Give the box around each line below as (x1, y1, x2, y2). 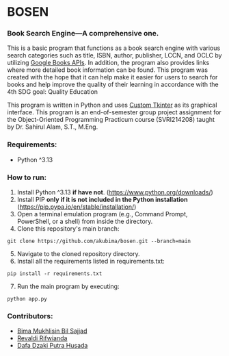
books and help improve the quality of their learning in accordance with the (7, 80, 219, 89)
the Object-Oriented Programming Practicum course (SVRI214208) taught (7, 116, 215, 124)
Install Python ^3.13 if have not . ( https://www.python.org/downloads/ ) (16, 188, 213, 196)
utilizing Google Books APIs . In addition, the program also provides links (7, 59, 210, 67)
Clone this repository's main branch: (16, 225, 120, 233)
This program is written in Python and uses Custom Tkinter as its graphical (7, 101, 217, 110)
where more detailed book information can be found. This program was (7, 66, 208, 74)
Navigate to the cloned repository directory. (16, 250, 140, 258)
